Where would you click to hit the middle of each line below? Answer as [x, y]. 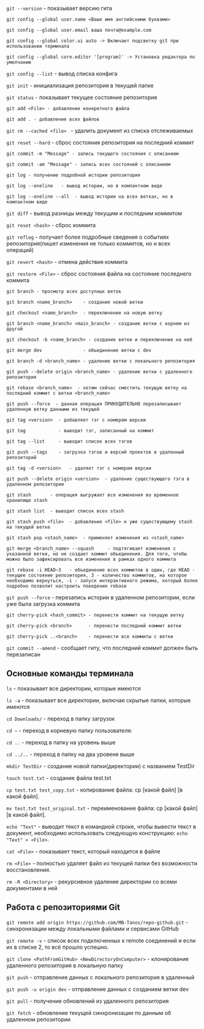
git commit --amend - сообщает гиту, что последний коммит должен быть [102, 648]
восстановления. [28, 870]
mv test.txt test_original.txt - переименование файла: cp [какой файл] [102, 808]
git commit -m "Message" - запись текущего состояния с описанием [93, 154]
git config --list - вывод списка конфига [62, 73]
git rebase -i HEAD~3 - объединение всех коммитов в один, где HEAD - [101, 570]
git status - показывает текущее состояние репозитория [82, 97]
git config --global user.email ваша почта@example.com [79, 30]
